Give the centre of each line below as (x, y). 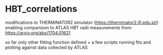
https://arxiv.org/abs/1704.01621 (38, 33)
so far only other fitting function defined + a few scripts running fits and (78, 42)
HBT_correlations (41, 9)
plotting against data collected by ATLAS (46, 47)
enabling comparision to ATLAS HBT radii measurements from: (69, 27)
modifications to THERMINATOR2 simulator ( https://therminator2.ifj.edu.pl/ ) (82, 22)
